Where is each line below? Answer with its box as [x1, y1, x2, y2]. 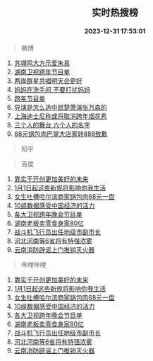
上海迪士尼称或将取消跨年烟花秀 [13, 112, 107, 120]
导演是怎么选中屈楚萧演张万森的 [13, 103, 107, 111]
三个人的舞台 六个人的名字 [13, 120, 90, 129]
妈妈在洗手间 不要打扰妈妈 [13, 85, 90, 93]
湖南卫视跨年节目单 [13, 67, 71, 76]
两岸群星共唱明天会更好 [13, 76, 82, 85]
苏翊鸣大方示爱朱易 [13, 59, 71, 67]
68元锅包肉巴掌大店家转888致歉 [13, 130, 108, 138]
